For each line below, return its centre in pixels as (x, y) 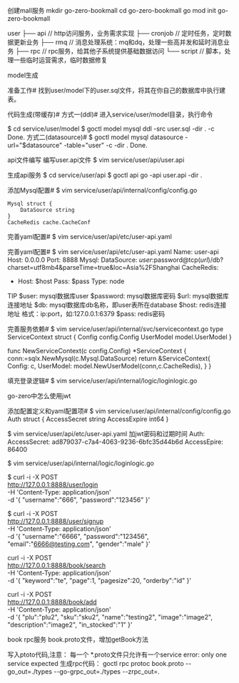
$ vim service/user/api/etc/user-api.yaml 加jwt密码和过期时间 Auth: (106, 434)
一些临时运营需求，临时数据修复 (60, 60)
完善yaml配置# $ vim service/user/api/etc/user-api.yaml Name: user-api (113, 252)
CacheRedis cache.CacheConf (49, 223)
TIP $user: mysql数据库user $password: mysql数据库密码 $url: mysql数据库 (118, 296)
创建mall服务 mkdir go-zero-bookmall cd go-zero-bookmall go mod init (112, 10)
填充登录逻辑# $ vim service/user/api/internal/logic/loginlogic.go (102, 381)
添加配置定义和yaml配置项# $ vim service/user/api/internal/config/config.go (119, 411)
